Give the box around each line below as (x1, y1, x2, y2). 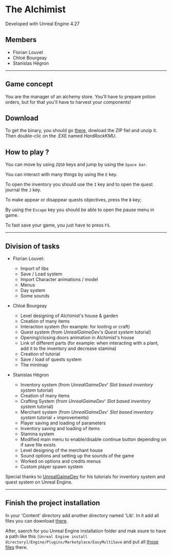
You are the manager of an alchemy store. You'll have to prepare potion (5, 94, 156, 100)
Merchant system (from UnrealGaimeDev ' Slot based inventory (20, 409, 154, 415)
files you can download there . (5, 517, 68, 524)
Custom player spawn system (20, 464, 83, 470)
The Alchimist (5, 4, 66, 15)
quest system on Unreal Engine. (5, 479, 73, 485)
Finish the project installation (5, 498, 100, 507)
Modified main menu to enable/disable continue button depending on (20, 436, 166, 442)
